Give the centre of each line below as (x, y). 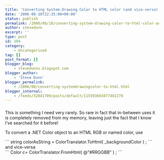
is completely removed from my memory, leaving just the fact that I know (78, 118)
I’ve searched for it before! (32, 123)
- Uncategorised (31, 50)
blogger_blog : (20, 64)
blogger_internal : (24, 91)
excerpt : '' (17, 32)
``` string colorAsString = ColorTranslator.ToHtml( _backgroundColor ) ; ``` (79, 141)
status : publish (21, 19)
